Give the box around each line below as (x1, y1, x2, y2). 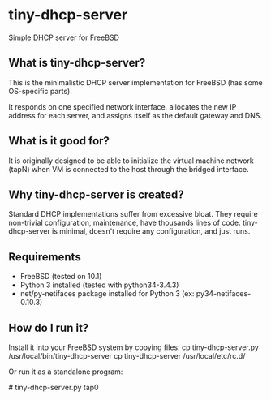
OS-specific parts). (8, 86, 73, 96)
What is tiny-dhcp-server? (8, 56, 146, 70)
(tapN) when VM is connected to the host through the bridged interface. (8, 164, 249, 174)
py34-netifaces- (196, 289, 252, 299)
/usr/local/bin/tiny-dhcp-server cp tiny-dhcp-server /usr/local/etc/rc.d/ (8, 351, 246, 360)
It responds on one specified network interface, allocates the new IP (8, 101, 237, 111)
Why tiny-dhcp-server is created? (8, 187, 184, 201)
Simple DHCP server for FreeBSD (8, 32, 120, 42)
